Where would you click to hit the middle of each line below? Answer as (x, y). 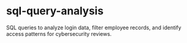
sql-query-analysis (55, 11)
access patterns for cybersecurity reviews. (59, 33)
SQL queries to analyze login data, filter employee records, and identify (94, 27)
